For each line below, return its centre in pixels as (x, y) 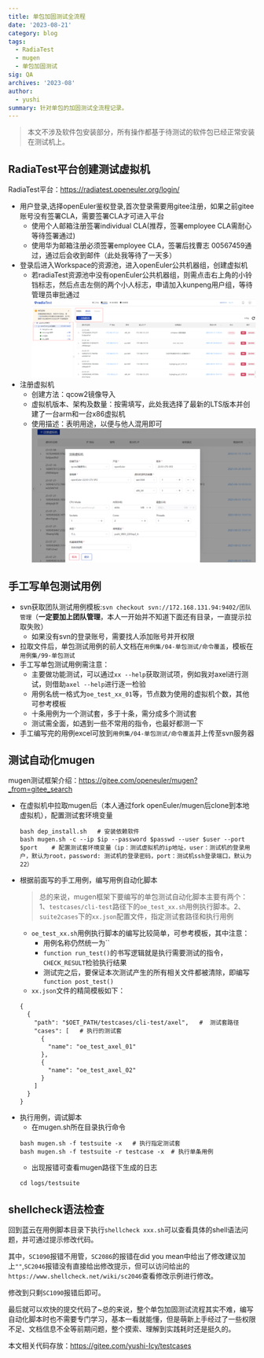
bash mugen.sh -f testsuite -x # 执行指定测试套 (100, 1143)
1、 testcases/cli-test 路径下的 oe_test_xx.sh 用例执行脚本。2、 (142, 907)
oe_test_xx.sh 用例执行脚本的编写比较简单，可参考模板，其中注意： (140, 933)
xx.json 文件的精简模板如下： (78, 991)
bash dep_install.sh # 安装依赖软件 (79, 832)
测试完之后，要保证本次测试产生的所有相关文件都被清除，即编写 (146, 973)
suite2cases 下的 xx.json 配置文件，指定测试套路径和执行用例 (136, 916)
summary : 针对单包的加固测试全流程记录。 (68, 108)
